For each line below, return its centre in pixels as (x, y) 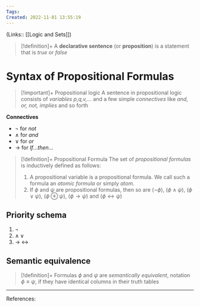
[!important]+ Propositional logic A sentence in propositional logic (101, 93)
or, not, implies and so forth (54, 106)
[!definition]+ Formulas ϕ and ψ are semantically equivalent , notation (105, 275)
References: (21, 299)
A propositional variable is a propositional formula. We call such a (110, 177)
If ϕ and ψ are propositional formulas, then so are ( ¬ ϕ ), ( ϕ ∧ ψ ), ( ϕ (111, 190)
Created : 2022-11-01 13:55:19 (44, 17)
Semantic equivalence (49, 261)
